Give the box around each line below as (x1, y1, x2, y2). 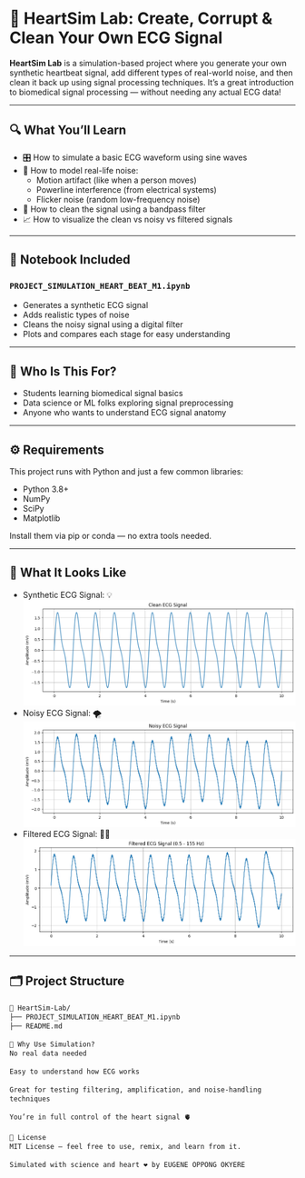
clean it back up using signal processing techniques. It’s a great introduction (9, 76, 295, 87)
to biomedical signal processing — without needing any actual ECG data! (9, 86, 281, 97)
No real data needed (9, 1049, 88, 1058)
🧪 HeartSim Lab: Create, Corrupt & (9, 8, 273, 29)
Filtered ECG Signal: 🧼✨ (22, 828, 111, 839)
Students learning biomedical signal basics (22, 388, 183, 399)
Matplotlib (22, 513, 61, 524)
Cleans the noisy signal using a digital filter (22, 319, 183, 330)
